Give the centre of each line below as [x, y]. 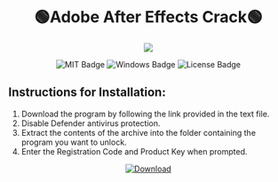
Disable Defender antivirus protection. [91, 123]
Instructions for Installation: [87, 93]
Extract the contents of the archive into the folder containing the [139, 132]
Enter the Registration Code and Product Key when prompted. [134, 151]
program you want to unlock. [74, 142]
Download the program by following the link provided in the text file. [145, 114]
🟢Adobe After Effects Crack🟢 [148, 17]
